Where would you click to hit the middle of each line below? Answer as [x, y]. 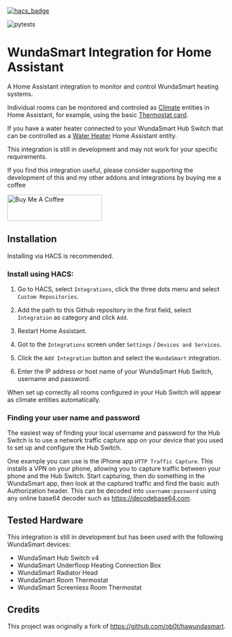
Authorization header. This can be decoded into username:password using [111, 491]
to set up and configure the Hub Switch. [64, 448]
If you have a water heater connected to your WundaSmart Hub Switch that [115, 128]
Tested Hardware [45, 520]
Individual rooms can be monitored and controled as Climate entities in [109, 107]
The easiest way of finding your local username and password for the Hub [114, 433]
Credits [24, 609]
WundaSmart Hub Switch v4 [58, 558]
